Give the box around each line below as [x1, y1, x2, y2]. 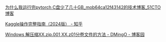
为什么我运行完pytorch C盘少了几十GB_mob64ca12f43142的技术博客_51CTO [5, 4, 161, 10]
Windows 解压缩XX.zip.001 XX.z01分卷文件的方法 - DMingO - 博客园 [5, 32, 145, 37]
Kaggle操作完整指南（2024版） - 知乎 [5, 21, 83, 27]
